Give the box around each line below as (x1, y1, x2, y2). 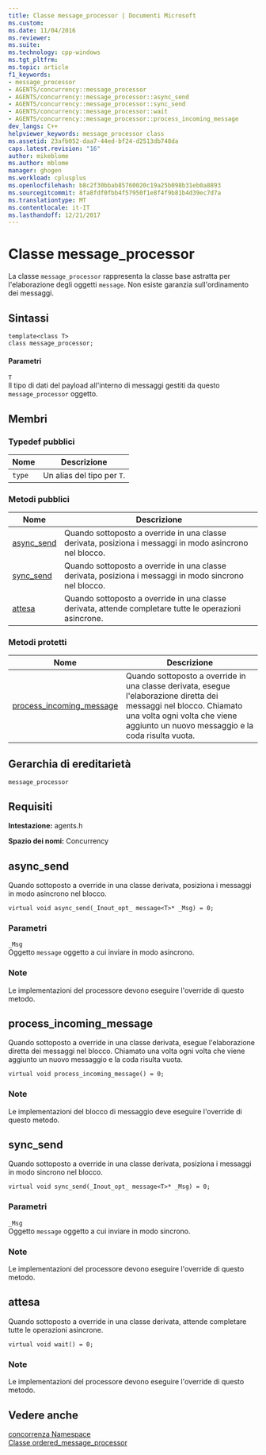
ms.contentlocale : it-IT (8, 203, 90, 211)
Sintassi (8, 311, 49, 325)
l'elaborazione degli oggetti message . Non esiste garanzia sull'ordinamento (8, 280, 249, 290)
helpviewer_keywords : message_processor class (8, 129, 165, 137)
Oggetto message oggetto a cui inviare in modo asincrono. (8, 947, 195, 957)
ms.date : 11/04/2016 (8, 26, 77, 34)
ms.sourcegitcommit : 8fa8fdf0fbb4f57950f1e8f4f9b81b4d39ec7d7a (8, 188, 222, 197)
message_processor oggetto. (8, 389, 98, 399)
